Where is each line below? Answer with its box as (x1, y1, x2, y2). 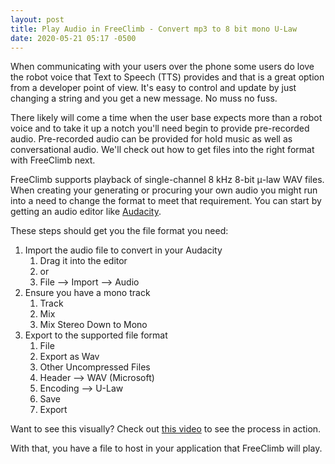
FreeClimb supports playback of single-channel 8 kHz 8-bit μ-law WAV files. (10, 174, 325, 186)
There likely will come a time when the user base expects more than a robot (10, 112, 323, 124)
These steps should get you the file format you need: (10, 225, 229, 237)
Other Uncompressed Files (39, 361, 151, 373)
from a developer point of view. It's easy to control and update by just (10, 82, 297, 94)
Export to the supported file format (24, 329, 168, 341)
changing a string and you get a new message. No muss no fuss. (10, 92, 278, 105)
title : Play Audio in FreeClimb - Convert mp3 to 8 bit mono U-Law (10, 24, 298, 34)
